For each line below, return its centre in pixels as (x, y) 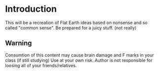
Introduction (31, 9)
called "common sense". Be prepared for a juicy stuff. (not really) (71, 27)
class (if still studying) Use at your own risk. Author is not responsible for (79, 60)
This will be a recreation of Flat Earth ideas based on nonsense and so (76, 23)
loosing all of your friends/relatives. (41, 65)
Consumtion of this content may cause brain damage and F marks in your (79, 55)
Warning (18, 43)
